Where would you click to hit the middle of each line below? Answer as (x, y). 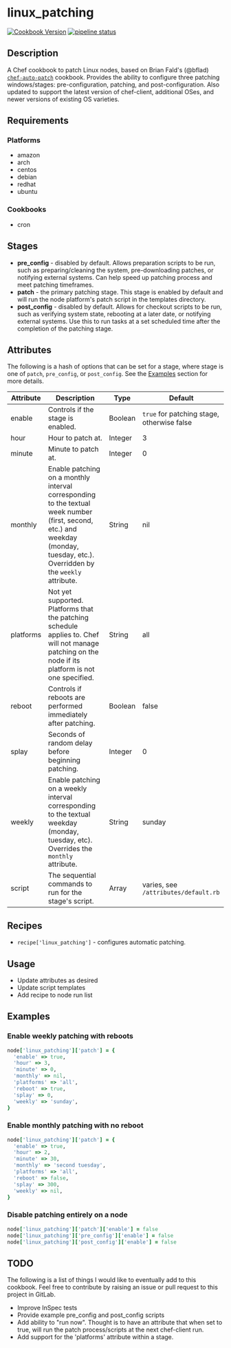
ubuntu (27, 192)
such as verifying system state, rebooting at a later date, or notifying (114, 313)
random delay (70, 743)
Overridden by (71, 564)
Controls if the (71, 410)
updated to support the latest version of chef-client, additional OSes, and (111, 91)
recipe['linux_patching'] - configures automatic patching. (101, 942)
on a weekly (67, 788)
